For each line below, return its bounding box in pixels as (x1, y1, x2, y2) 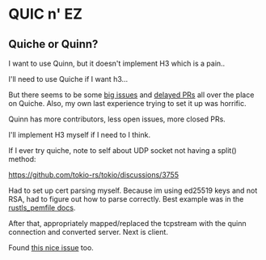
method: (8, 155, 36, 164)
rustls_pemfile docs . (8, 203, 76, 212)
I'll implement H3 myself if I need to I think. (8, 130, 151, 139)
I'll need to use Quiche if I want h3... (8, 75, 129, 83)
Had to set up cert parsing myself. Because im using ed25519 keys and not (8, 185, 258, 195)
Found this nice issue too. (8, 243, 95, 252)
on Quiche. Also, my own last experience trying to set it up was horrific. (8, 99, 247, 108)
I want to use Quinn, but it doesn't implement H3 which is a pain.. (8, 58, 226, 68)
